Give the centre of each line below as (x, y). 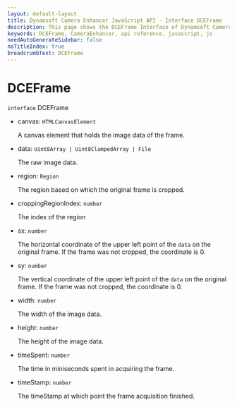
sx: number (32, 231)
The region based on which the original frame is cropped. (101, 189)
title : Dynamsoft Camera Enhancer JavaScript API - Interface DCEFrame (115, 20)
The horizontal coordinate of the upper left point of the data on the (114, 244)
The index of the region (51, 217)
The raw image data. (47, 162)
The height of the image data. (61, 341)
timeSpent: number (44, 355)
